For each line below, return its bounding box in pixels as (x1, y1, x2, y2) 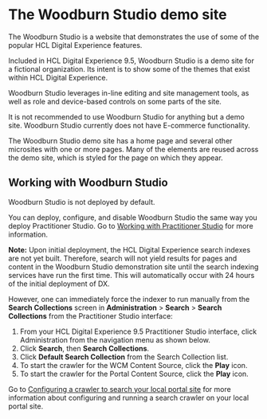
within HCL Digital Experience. (8, 72, 108, 82)
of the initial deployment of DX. (8, 279, 110, 288)
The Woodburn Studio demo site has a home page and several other (8, 135, 233, 145)
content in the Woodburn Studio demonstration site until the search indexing (8, 261, 259, 272)
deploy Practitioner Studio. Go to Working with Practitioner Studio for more (8, 221, 253, 230)
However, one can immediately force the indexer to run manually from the (8, 294, 250, 303)
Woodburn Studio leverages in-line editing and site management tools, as (8, 88, 249, 97)
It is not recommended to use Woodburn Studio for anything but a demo (8, 112, 245, 121)
